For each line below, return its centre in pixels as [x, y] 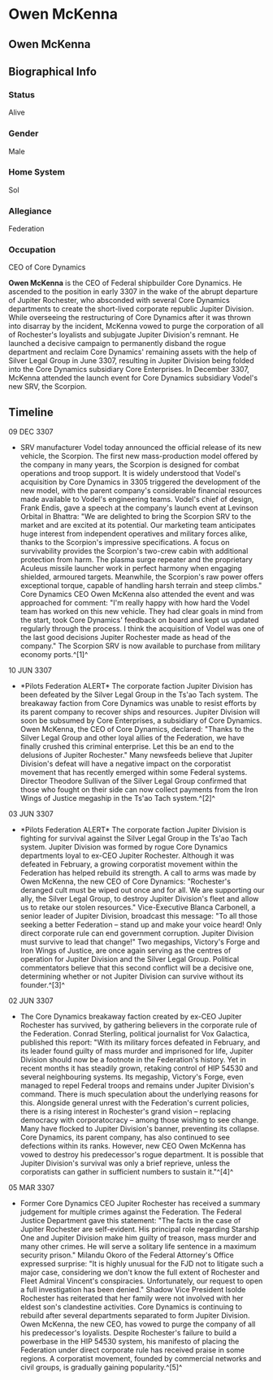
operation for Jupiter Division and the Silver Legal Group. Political [130, 959]
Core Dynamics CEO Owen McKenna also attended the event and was [137, 595]
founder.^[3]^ [42, 985]
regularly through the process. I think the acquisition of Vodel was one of [142, 629]
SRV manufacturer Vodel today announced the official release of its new [141, 448]
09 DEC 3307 [31, 432]
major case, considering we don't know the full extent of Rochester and [140, 1273]
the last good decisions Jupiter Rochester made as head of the [126, 638]
